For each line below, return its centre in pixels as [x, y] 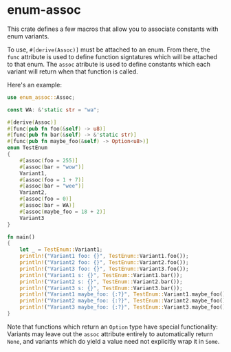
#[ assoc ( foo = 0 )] [46, 199]
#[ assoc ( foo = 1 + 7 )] [52, 180]
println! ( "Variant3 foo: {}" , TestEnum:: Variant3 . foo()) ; [104, 269]
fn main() [21, 237]
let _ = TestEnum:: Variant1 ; [61, 250]
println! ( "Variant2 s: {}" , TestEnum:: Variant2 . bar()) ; [101, 282]
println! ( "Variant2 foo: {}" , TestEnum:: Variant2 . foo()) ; [104, 263]
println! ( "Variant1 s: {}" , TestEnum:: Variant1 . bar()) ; [101, 275]
